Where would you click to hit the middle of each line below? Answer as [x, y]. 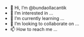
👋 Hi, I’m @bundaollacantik [38, 8]
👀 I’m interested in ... [32, 13]
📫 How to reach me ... [34, 29]
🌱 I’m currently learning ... [37, 18]
